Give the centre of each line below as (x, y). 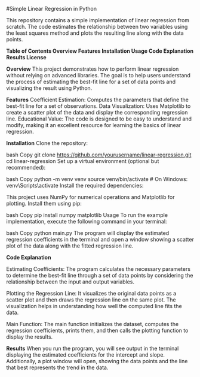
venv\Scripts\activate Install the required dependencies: (75, 186)
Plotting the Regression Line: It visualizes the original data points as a (91, 293)
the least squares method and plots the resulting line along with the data (95, 33)
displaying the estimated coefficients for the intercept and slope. (86, 355)
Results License (26, 57)
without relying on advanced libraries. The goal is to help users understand (99, 75)
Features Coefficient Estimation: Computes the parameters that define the (98, 99)
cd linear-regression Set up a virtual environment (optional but (83, 161)
